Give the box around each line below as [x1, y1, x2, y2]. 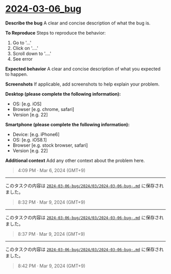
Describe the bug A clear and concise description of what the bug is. [5, 20, 151, 26]
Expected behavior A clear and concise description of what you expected [5, 66, 161, 72]
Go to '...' [12, 39, 32, 46]
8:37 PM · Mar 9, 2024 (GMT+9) [17, 231, 85, 237]
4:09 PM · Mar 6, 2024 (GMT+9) [17, 167, 85, 173]
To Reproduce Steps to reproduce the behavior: [5, 30, 106, 36]
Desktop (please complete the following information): [5, 91, 121, 97]
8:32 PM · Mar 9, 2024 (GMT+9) [17, 199, 85, 205]
